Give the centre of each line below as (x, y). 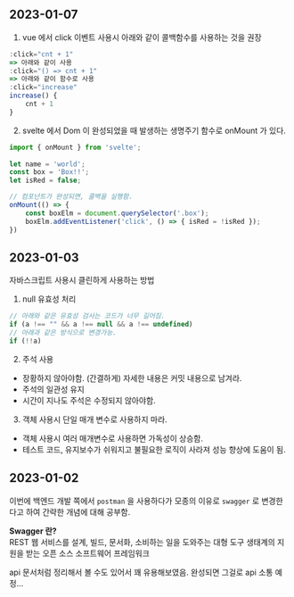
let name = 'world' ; (48, 164)
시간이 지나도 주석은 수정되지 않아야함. (89, 400)
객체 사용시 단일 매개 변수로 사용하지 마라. (94, 419)
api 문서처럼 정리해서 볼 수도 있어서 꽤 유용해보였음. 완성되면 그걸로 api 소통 (141, 572)
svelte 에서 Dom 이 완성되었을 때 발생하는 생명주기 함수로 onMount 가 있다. (154, 130)
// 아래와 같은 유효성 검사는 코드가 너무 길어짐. (87, 316)
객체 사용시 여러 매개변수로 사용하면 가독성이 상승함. (112, 438)
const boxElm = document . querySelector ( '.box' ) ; (117, 213)
